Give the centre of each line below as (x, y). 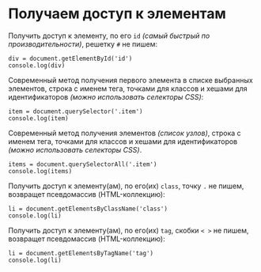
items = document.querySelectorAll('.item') (83, 164)
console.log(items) (40, 171)
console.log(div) (37, 65)
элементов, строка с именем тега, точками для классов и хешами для (128, 89)
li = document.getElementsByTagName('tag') (81, 253)
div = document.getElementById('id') (70, 59)
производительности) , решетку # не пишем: (83, 43)
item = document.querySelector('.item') (76, 111)
